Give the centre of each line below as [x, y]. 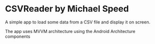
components [18, 36]
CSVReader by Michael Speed [67, 9]
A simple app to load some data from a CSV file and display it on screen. [78, 22]
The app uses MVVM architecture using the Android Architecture [70, 31]
